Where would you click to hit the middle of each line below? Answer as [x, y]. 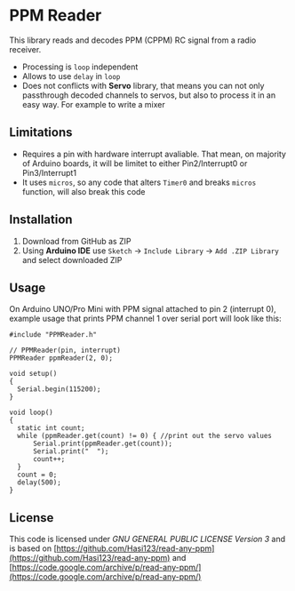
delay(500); [40, 483]
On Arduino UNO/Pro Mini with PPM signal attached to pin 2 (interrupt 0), [143, 309]
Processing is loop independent [80, 67]
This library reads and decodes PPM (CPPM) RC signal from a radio [133, 40]
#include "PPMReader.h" [53, 335]
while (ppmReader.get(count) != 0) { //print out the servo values [145, 436]
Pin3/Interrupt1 [49, 172]
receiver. [25, 49]
